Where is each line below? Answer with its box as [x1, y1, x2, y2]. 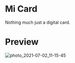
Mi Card [5, 3, 37, 15]
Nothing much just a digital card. [5, 19, 71, 25]
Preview [5, 36, 39, 47]
